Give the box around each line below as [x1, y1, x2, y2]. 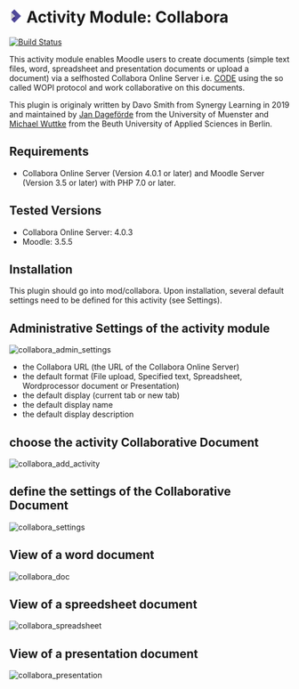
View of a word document [9, 547, 155, 563]
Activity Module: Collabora [26, 7, 229, 28]
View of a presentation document [9, 646, 198, 661]
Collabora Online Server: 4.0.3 [21, 226, 133, 238]
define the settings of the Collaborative [9, 484, 231, 499]
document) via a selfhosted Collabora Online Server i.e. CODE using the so [9, 72, 284, 83]
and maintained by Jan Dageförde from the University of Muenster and [9, 109, 270, 119]
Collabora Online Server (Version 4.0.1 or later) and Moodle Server [21, 167, 265, 178]
